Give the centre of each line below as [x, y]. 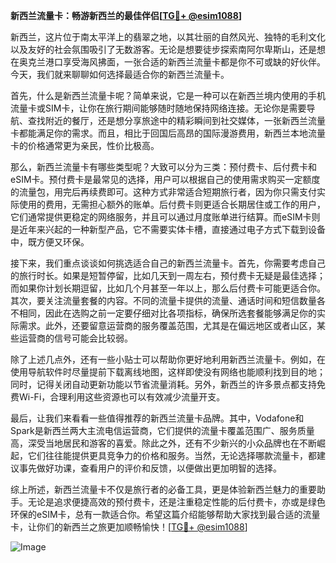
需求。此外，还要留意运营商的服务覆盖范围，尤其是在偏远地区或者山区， [167, 325]
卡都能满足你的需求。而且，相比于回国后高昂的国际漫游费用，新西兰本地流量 [168, 133]
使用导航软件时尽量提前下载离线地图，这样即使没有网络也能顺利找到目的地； [168, 372]
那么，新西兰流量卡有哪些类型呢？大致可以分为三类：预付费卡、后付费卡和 [163, 167]
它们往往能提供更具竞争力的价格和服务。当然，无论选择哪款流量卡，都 [172, 455]
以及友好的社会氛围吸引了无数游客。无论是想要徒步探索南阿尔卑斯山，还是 [163, 49]
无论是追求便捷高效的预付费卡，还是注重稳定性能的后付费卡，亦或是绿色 [176, 502]
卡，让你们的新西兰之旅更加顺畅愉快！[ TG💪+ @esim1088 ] [129, 527]
